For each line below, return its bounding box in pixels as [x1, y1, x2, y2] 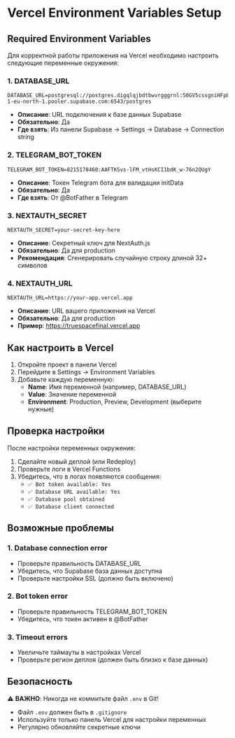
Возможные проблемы [7, 523, 114, 534]
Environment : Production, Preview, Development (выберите [27, 397, 202, 406]
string [17, 133, 35, 141]
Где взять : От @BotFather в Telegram [17, 193, 128, 201]
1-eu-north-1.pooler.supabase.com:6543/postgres [7, 98, 152, 106]
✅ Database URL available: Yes [27, 488, 121, 495]
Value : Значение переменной [27, 390, 117, 398]
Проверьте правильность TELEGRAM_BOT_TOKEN [17, 607, 168, 616]
